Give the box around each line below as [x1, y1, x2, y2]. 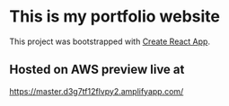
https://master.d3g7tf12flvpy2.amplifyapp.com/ [9, 85, 184, 96]
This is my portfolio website [9, 6, 220, 27]
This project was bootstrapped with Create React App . [9, 36, 211, 47]
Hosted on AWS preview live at [9, 62, 185, 77]
